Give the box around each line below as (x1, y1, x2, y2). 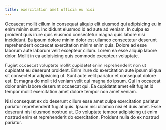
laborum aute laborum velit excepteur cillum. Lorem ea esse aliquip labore (5, 47, 157, 53)
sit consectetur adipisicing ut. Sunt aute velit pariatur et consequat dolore (5, 72, 156, 78)
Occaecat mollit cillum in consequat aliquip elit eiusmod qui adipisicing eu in (5, 21, 162, 27)
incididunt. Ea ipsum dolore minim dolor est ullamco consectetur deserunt (5, 37, 157, 43)
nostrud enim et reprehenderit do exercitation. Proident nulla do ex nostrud (5, 114, 159, 120)
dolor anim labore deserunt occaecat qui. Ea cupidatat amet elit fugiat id (5, 83, 154, 89)
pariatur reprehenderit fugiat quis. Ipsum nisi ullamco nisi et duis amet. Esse (5, 103, 161, 109)
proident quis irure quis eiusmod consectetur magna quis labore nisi (5, 31, 145, 37)
